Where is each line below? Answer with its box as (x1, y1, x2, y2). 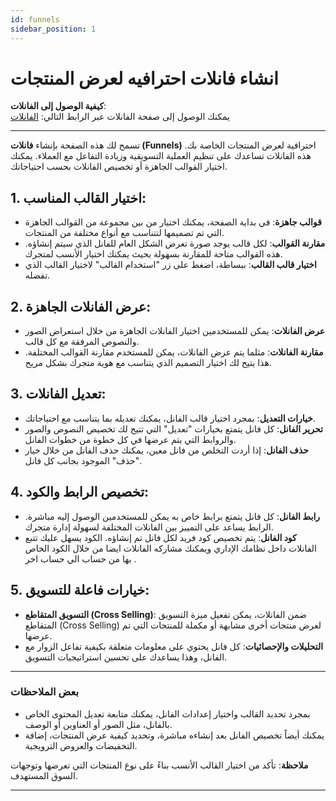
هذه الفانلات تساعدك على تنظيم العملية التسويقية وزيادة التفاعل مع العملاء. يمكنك (10, 150, 312, 162)
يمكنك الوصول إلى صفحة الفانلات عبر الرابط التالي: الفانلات (10, 111, 231, 123)
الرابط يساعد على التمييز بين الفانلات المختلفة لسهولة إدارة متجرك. (24, 521, 274, 533)
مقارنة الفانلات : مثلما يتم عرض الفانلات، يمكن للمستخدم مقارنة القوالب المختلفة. (24, 346, 324, 358)
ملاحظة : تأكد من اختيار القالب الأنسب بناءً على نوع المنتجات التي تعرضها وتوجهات (10, 759, 309, 771)
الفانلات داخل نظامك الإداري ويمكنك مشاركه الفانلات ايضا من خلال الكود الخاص (24, 542, 317, 554)
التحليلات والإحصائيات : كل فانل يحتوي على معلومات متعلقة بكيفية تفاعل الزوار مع (24, 640, 324, 652)
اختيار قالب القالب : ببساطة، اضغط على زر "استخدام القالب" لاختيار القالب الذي (24, 259, 317, 271)
